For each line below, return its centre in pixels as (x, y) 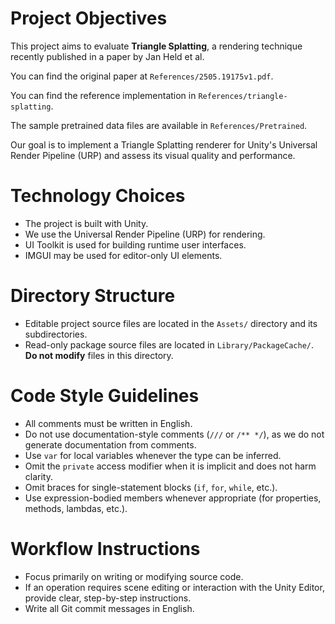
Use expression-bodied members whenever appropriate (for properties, (173, 498)
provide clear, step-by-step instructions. (108, 598)
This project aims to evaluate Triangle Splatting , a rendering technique (156, 46)
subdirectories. (56, 334)
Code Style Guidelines (105, 396)
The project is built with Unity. (86, 223)
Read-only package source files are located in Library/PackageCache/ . (169, 344)
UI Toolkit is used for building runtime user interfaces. (135, 244)
